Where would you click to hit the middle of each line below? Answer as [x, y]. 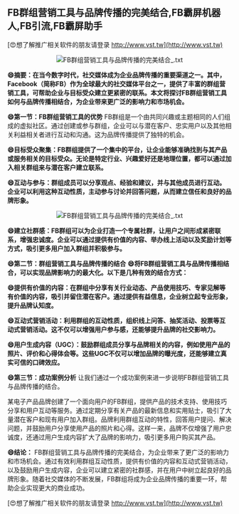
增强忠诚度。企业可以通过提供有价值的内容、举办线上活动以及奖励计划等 [126, 239]
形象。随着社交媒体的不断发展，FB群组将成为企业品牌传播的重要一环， [117, 478]
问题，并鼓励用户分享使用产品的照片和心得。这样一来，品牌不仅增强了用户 [116, 428]
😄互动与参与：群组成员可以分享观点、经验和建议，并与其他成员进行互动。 [117, 182]
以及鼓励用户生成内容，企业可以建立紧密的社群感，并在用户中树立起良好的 [116, 470]
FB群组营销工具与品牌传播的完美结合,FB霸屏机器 [114, 13]
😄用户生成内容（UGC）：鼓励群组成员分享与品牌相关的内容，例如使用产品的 [119, 345]
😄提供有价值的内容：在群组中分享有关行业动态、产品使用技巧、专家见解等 [117, 288]
